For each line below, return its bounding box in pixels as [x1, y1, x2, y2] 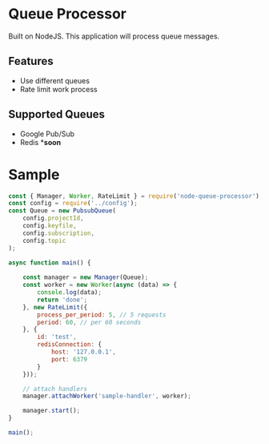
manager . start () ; [22, 406, 81, 415]
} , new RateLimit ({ [22, 303, 88, 311]
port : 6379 [50, 355, 88, 363]
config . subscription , [22, 229, 94, 237]
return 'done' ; [37, 296, 88, 304]
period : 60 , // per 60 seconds [37, 318, 142, 326]
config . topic [22, 236, 66, 244]
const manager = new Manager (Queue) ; [22, 273, 149, 281]
